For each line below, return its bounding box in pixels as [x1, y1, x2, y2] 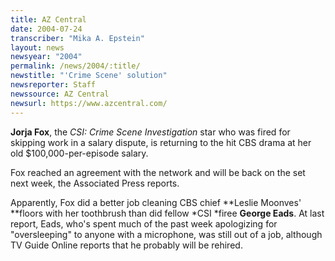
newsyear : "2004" [10, 52, 83, 62]
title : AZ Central [10, 14, 87, 25]
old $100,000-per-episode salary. [10, 147, 149, 159]
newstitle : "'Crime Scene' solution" [10, 71, 168, 81]
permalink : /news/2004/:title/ [10, 61, 141, 71]
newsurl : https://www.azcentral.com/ [10, 98, 168, 108]
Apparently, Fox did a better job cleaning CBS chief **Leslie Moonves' [10, 196, 302, 208]
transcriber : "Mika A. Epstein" [10, 33, 145, 43]
